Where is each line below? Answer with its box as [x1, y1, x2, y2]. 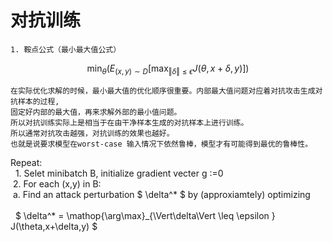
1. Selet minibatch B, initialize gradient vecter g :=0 [14, 167, 224, 179]
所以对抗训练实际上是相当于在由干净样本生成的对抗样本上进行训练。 [10, 117, 249, 128]
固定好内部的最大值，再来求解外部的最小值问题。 [10, 107, 182, 117]
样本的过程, [17, 96, 60, 106]
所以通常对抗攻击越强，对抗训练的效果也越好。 [10, 128, 175, 138]
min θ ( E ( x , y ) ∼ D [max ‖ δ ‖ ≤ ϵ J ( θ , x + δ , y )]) [86, 62, 250, 76]
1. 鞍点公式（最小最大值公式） [10, 44, 122, 55]
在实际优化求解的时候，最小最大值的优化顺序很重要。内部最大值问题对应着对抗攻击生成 [10, 86, 316, 96]
